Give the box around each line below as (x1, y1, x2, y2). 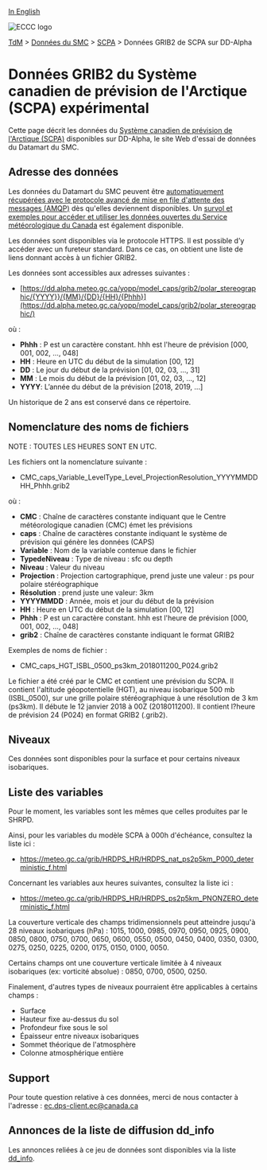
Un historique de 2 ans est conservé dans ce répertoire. (8, 397, 192, 406)
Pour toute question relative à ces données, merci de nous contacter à (8, 1093, 238, 1102)
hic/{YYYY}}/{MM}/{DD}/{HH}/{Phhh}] (19, 292, 147, 301)
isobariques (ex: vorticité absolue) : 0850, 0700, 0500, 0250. (8, 966, 207, 977)
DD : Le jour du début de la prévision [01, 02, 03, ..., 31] (19, 365, 200, 375)
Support (8, 1071, 50, 1085)
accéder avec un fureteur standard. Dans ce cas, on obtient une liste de (8, 244, 244, 254)
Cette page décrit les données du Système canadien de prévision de (8, 125, 233, 134)
